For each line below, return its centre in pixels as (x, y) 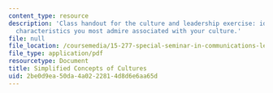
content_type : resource (49, 16)
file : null (27, 38)
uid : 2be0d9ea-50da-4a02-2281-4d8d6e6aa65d (83, 76)
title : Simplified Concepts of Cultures (78, 69)
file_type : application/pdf (56, 53)
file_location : (34, 46)
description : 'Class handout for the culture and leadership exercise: (132, 23)
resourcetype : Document (49, 61)
